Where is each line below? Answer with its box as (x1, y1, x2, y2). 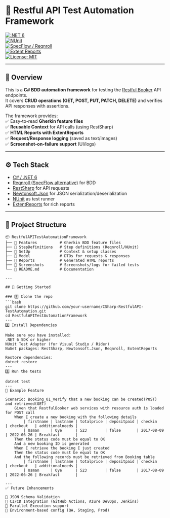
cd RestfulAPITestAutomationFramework (5, 313, 87, 319)
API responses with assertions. (5, 102, 70, 109)
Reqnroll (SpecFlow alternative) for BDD (12, 180, 96, 186)
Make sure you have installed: (5, 333, 71, 338)
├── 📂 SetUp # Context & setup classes (5, 249, 116, 254)
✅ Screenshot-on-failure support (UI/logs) (5, 141, 96, 147)
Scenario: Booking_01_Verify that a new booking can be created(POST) (5, 397, 157, 402)
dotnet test (5, 379, 30, 385)
